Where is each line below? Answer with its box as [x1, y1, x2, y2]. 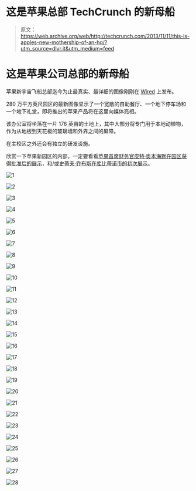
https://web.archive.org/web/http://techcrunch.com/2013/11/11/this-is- [20, 32, 190, 39]
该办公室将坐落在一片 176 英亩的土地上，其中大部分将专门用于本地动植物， [6, 120, 186, 127]
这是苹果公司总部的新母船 [6, 68, 130, 81]
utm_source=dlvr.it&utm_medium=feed [20, 45, 114, 52]
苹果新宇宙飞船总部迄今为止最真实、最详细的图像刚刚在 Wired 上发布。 [6, 88, 177, 95]
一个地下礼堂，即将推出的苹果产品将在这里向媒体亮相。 [6, 107, 139, 115]
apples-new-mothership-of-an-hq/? [20, 39, 108, 46]
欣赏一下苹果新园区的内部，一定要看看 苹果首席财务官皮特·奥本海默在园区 [6, 152, 183, 159]
